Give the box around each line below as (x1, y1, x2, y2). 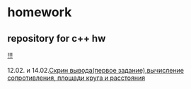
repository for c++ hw (7, 32, 106, 44)
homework (7, 4, 72, 20)
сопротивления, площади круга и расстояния (7, 73, 146, 82)
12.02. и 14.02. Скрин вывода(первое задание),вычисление (7, 66, 184, 74)
